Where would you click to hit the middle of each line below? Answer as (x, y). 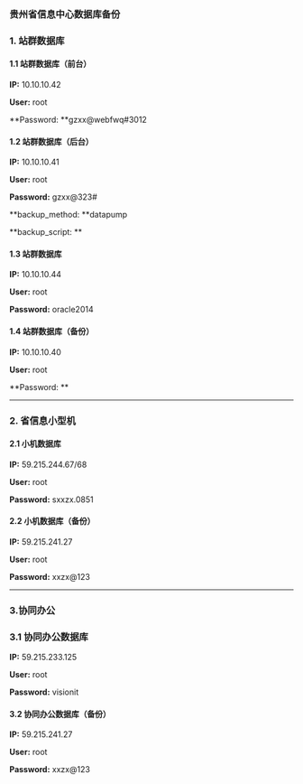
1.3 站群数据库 (36, 254)
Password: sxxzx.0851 (52, 499)
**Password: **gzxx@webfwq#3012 (78, 120)
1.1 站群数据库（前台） (50, 64)
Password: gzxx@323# (53, 197)
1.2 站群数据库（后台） (51, 141)
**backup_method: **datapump (69, 215)
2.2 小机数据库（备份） (52, 521)
